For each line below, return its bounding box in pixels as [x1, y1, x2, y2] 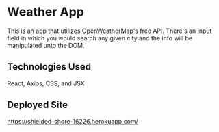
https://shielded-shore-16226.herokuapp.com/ [7, 117, 138, 125]
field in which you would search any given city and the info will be [7, 34, 193, 42]
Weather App [7, 4, 84, 20]
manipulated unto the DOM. [7, 41, 85, 49]
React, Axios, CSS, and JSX [7, 79, 86, 88]
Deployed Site [7, 99, 68, 111]
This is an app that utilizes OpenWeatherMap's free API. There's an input [7, 27, 212, 35]
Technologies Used [7, 61, 91, 72]
